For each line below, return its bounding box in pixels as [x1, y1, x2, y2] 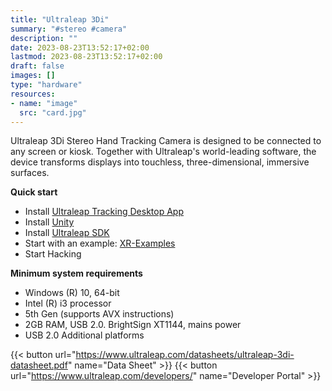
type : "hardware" [10, 80, 83, 90]
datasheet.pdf [10, 359, 68, 371]
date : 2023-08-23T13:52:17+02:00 [10, 42, 150, 53]
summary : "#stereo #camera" [10, 24, 128, 34]
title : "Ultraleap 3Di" [10, 14, 110, 25]
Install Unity [24, 216, 75, 228]
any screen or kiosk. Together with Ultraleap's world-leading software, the [10, 146, 317, 158]
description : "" [10, 33, 78, 43]
